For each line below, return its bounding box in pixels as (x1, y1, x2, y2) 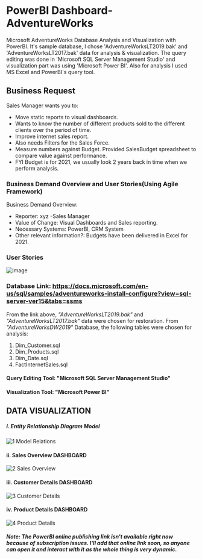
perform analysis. (14, 164, 59, 172)
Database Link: (6, 282, 51, 290)
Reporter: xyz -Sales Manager (14, 213, 90, 220)
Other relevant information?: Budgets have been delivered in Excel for (14, 232, 188, 239)
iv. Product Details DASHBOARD (6, 506, 88, 513)
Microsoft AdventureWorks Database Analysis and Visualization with (6, 36, 176, 43)
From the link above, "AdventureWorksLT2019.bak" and (6, 311, 144, 318)
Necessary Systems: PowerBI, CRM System (14, 225, 124, 233)
